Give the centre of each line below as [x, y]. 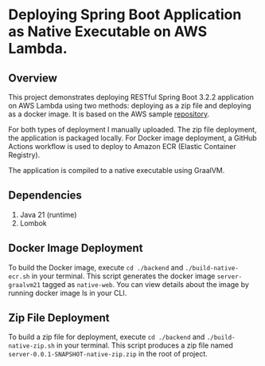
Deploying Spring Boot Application [125, 15]
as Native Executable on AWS [108, 31]
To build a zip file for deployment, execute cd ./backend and [107, 337]
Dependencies [45, 196]
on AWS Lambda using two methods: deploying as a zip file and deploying [130, 106]
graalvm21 [25, 285]
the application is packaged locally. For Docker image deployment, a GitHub [132, 138]
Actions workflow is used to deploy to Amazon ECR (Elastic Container [122, 146]
